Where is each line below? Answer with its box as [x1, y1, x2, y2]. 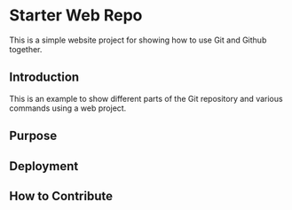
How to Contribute [9, 188, 114, 204]
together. [9, 43, 43, 54]
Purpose [9, 128, 58, 144]
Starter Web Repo [9, 5, 143, 26]
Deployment [9, 159, 79, 174]
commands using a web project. [9, 103, 127, 113]
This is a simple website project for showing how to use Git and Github [9, 35, 267, 45]
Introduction [9, 70, 80, 85]
